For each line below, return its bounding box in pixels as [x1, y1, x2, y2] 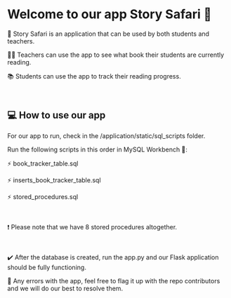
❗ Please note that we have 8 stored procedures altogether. [7, 222, 178, 231]
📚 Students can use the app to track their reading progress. [7, 72, 181, 80]
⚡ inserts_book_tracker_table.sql [7, 175, 101, 184]
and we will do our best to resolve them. [7, 284, 124, 292]
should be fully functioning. [7, 263, 86, 271]
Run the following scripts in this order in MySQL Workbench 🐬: [7, 145, 188, 154]
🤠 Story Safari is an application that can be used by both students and [7, 29, 209, 38]
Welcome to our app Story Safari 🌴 [7, 6, 212, 22]
